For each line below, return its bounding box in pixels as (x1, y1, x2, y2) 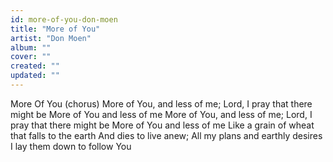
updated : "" (10, 71, 60, 81)
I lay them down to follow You (10, 140, 132, 152)
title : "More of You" (10, 24, 101, 34)
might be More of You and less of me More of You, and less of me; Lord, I (10, 108, 313, 120)
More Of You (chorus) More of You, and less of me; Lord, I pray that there (10, 97, 313, 110)
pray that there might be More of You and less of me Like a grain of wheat (10, 119, 315, 131)
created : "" (10, 61, 60, 71)
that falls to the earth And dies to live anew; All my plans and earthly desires (10, 129, 323, 141)
